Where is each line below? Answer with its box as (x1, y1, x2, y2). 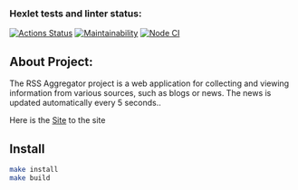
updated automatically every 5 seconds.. (9, 98, 161, 109)
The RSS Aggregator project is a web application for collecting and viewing (9, 78, 290, 89)
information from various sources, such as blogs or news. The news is (9, 88, 272, 99)
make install (9, 165, 59, 174)
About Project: (9, 53, 93, 70)
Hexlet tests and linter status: (9, 7, 142, 20)
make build (9, 173, 51, 183)
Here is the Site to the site (9, 115, 106, 126)
